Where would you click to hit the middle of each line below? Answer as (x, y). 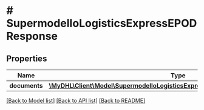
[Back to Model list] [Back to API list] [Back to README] (76, 101)
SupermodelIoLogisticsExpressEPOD (102, 23)
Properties (27, 58)
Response (32, 36)
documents (26, 86)
